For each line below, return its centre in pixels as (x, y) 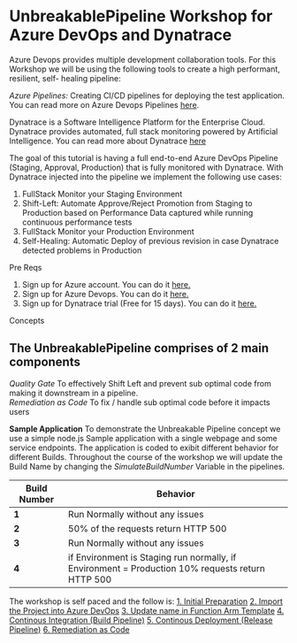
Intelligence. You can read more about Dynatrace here (107, 141)
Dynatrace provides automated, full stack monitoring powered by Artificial (144, 131)
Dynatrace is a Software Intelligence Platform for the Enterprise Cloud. (137, 122)
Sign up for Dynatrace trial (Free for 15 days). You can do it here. (139, 303)
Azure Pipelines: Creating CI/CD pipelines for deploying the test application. (147, 96)
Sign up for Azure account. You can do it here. (107, 284)
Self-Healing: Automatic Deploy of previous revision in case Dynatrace (150, 241)
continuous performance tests (77, 222)
